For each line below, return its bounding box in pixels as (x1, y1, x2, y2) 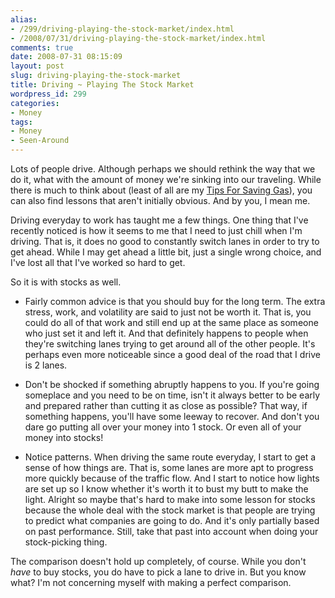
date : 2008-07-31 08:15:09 (10, 52, 123, 62)
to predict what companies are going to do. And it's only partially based (24, 515, 320, 526)
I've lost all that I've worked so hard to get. (10, 257, 186, 268)
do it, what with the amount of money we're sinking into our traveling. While (10, 174, 322, 185)
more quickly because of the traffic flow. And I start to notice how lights (24, 472, 320, 484)
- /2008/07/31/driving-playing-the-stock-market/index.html (10, 33, 267, 43)
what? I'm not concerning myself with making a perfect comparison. (10, 577, 292, 588)
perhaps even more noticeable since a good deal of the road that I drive (24, 349, 321, 360)
